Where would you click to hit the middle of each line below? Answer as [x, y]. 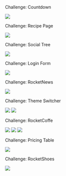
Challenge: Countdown [28, 7]
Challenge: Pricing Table [30, 140]
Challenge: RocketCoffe [29, 120]
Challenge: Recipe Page [29, 26]
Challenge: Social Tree [28, 44]
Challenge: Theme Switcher [33, 101]
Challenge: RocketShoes [30, 159]
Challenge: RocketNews [29, 82]
